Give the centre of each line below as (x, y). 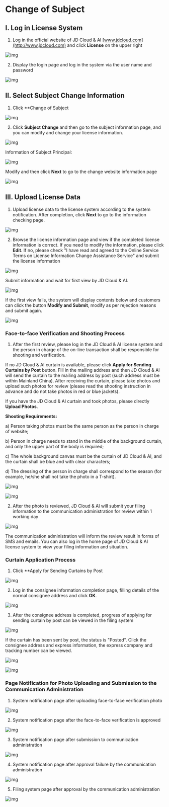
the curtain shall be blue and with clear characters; (58, 461)
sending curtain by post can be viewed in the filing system (73, 620)
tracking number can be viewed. (39, 651)
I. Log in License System (44, 28)
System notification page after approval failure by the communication (84, 764)
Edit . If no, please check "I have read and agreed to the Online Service (86, 250)
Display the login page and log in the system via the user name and (82, 65)
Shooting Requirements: (31, 416)
